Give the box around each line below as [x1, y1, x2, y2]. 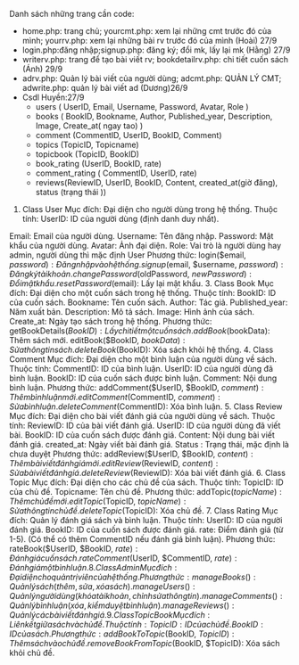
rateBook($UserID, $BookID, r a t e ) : [9, 544, 138, 554]
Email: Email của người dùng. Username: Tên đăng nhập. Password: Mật [9, 231, 274, 241]
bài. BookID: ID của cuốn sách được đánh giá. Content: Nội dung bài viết [9, 430, 275, 440]
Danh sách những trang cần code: [9, 9, 135, 19]
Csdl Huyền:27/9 [21, 92, 85, 103]
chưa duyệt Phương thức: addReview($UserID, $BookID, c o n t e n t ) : [9, 448, 253, 459]
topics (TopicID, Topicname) [35, 139, 140, 150]
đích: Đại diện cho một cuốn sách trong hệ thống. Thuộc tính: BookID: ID [9, 288, 277, 298]
